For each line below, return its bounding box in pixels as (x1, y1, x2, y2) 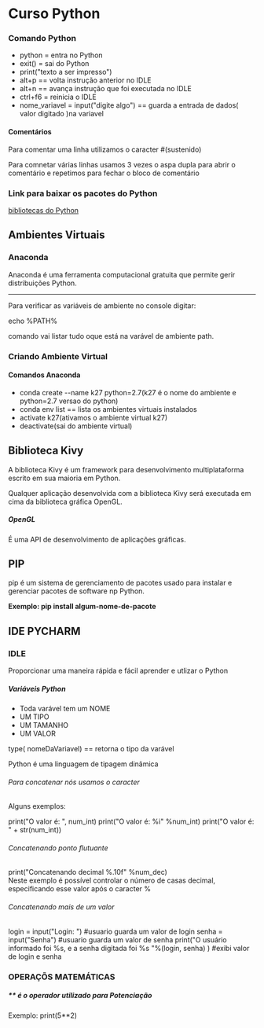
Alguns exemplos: (8, 802, 66, 811)
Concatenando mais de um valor (8, 902, 115, 912)
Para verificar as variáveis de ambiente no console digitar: (8, 300, 196, 310)
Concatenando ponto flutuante (8, 843, 108, 853)
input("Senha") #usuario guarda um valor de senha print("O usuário (8, 934, 227, 944)
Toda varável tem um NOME (19, 704, 111, 714)
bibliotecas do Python (8, 205, 79, 215)
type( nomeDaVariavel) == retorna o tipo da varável (8, 744, 174, 754)
